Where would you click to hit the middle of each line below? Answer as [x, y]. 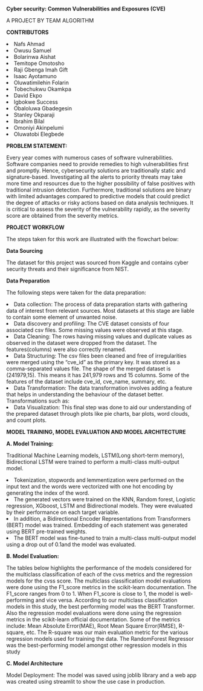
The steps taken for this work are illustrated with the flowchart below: [93, 239]
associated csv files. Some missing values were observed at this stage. [95, 330]
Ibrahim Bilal [29, 121]
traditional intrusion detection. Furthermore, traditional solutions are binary [99, 190]
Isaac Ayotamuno [36, 76]
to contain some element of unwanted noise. [62, 317]
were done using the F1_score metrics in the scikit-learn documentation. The [101, 587]
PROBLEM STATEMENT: [37, 146]
